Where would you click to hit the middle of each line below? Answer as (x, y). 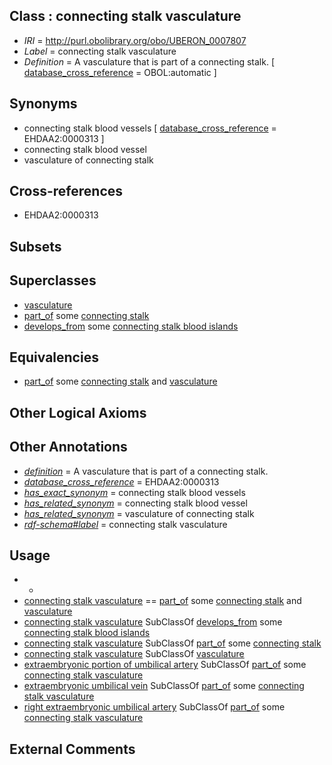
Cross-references (66, 191)
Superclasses (53, 280)
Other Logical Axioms (78, 412)
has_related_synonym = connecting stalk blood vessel (135, 503)
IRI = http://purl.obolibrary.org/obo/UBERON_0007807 (135, 40)
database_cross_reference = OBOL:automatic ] (120, 72)
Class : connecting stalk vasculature (125, 16)
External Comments (72, 749)
